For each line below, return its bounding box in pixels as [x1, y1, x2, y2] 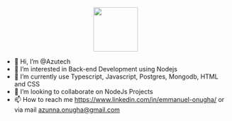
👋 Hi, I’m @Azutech [13, 57, 71, 66]
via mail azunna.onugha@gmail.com [13, 105, 121, 114]
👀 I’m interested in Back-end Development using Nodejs [13, 65, 177, 73]
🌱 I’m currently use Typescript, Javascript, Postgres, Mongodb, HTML [13, 72, 219, 81]
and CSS [13, 80, 40, 88]
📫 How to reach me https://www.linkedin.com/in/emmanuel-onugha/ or [13, 96, 225, 103]
